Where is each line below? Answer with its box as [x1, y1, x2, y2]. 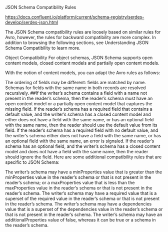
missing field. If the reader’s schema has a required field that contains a [5, 106, 152, 112]
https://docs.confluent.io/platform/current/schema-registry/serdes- [5, 14, 144, 20]
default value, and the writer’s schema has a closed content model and [5, 111, 151, 117]
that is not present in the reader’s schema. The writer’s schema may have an [5, 211, 162, 217]
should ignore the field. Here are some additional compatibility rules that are [5, 154, 162, 160]
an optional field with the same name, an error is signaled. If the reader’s [5, 138, 154, 144]
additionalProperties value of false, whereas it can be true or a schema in [5, 217, 156, 222]
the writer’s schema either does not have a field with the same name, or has [5, 133, 161, 138]
